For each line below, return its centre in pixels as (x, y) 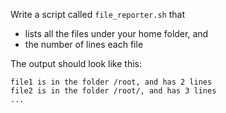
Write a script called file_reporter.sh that (97, 14)
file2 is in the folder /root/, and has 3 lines (113, 91)
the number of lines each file (84, 44)
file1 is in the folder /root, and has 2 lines (111, 82)
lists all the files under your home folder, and (116, 33)
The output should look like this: (76, 63)
